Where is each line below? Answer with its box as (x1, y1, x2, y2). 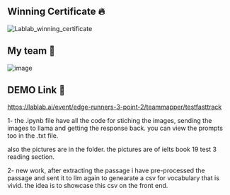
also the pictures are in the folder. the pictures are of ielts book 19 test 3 (7, 145, 217, 154)
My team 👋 (7, 45, 55, 57)
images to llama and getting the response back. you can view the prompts (7, 124, 223, 133)
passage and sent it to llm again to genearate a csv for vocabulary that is (7, 174, 219, 182)
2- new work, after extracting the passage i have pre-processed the (7, 166, 205, 175)
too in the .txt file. (7, 131, 59, 140)
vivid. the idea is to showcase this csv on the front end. (7, 182, 168, 190)
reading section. (7, 153, 55, 161)
